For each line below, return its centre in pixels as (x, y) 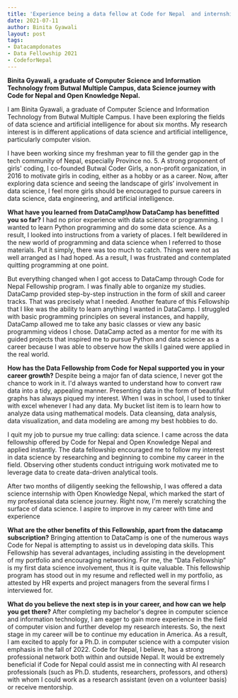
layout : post (27, 34)
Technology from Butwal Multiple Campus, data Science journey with (112, 88)
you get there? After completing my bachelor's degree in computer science (118, 611)
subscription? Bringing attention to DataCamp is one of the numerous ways (118, 538)
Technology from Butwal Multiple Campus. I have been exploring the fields (116, 116)
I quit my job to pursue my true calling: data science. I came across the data (118, 435)
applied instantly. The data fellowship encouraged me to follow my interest (116, 449)
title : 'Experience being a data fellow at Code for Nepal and (104, 14)
